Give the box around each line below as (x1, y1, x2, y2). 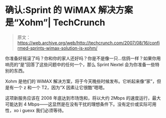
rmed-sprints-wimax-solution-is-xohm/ (17, 45, 98, 51)
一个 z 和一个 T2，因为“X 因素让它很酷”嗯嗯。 (13, 84, 108, 90)
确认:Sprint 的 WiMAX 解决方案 (5, 4, 133, 16)
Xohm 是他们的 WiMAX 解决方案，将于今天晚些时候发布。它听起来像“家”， (5, 78, 157, 84)
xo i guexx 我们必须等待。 (13, 107, 66, 113)
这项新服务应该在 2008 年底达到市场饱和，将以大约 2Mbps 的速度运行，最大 (5, 95, 161, 101)
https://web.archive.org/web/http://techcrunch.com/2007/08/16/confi (17, 40, 160, 46)
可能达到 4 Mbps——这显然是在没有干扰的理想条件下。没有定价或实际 (5, 101, 148, 107)
